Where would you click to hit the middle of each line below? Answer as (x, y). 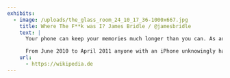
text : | (30, 32)
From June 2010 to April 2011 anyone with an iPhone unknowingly (120, 51)
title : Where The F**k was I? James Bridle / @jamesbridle (105, 26)
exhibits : (21, 13)
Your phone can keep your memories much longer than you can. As (120, 39)
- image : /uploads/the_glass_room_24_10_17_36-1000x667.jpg (101, 20)
